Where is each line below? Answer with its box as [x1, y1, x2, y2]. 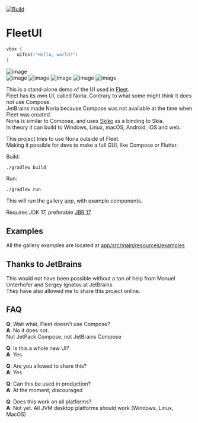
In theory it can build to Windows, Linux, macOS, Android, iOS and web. [6, 124, 181, 131]
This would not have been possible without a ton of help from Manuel [6, 274, 175, 282]
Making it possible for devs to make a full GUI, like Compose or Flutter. [6, 141, 178, 149]
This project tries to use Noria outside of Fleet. [6, 135, 120, 142]
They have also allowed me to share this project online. [6, 287, 140, 294]
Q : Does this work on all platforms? [6, 398, 92, 405]
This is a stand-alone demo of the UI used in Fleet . [6, 86, 130, 93]
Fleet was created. [6, 111, 52, 118]
